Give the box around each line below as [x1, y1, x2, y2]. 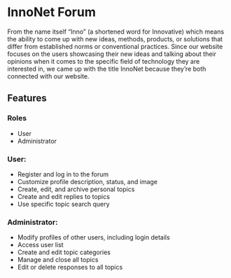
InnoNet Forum [7, 4, 96, 20]
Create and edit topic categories [17, 248, 111, 256]
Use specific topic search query [17, 200, 110, 208]
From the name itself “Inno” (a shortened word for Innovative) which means [7, 27, 225, 36]
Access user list [17, 241, 64, 249]
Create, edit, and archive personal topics [17, 185, 135, 193]
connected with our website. [7, 71, 90, 81]
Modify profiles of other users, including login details [17, 233, 170, 242]
